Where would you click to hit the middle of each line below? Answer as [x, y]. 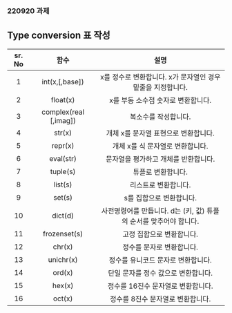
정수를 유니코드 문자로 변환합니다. [160, 260]
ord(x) [63, 272]
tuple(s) [63, 171]
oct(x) [63, 298]
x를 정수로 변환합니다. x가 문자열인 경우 [160, 77]
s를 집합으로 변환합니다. [161, 198]
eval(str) [63, 158]
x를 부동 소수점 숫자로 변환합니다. [161, 100]
